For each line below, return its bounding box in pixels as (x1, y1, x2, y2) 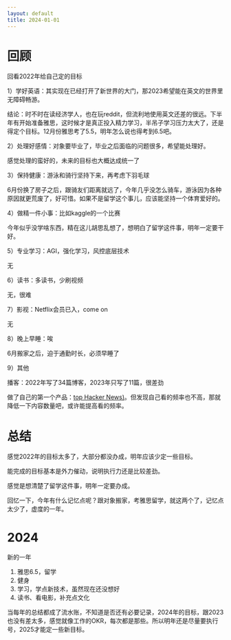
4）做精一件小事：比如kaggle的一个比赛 (7, 209, 121, 217)
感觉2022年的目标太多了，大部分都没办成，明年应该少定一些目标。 (7, 452, 197, 461)
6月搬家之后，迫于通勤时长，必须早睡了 (7, 349, 120, 358)
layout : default (7, 10, 54, 17)
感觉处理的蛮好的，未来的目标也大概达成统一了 (7, 156, 140, 165)
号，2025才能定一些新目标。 (7, 626, 89, 634)
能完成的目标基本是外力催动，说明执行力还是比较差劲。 (7, 467, 164, 476)
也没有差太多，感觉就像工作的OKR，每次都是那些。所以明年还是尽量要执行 (7, 617, 219, 625)
